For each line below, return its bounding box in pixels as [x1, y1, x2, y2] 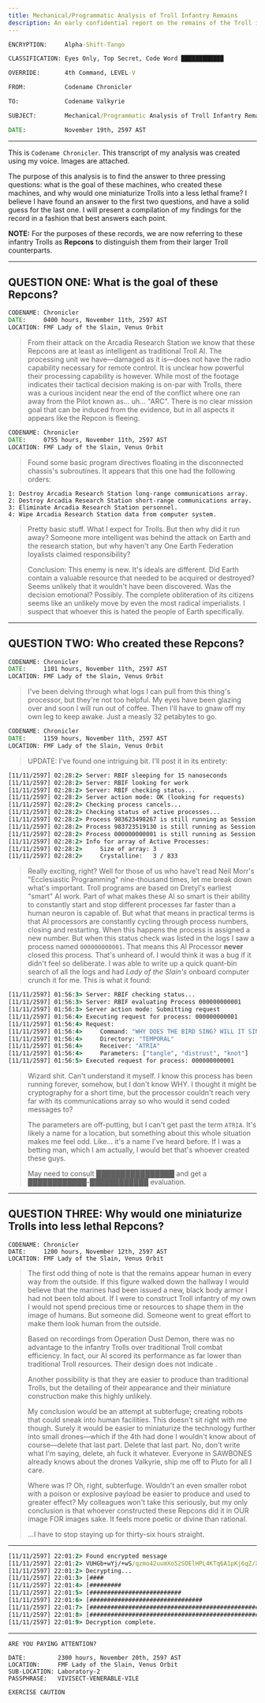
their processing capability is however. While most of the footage [27, 372, 239, 381]
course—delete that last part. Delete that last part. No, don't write [27, 1440, 241, 1450]
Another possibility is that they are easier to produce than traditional [27, 1375, 248, 1384]
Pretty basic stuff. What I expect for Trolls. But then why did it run [27, 524, 241, 534]
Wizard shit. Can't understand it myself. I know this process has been [27, 1071, 253, 1080]
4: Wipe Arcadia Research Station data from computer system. [8, 510, 217, 518]
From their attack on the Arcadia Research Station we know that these [27, 338, 255, 347]
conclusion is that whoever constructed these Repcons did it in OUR [27, 1506, 249, 1515]
